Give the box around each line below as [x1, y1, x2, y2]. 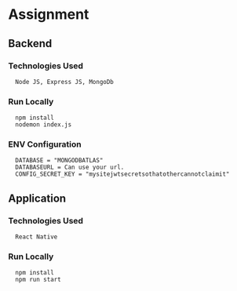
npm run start [15, 276, 61, 284]
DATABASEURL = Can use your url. [15, 163, 125, 172]
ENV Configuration [8, 139, 82, 150]
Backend [8, 37, 53, 50]
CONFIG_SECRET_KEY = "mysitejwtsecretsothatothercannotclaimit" [15, 170, 230, 178]
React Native [15, 233, 58, 241]
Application [8, 191, 67, 205]
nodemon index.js [15, 121, 72, 129]
